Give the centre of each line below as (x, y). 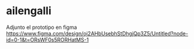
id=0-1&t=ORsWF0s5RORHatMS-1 (47, 40)
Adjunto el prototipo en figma (42, 27)
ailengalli (29, 11)
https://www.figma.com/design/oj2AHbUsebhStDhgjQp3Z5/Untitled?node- (97, 33)
